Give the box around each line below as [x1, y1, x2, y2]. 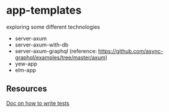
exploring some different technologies [6, 23, 100, 30]
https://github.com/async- [98, 47, 164, 54]
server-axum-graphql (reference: [14, 47, 97, 54]
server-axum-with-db [14, 41, 69, 48]
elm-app [14, 66, 37, 73]
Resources [6, 84, 47, 94]
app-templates [6, 4, 82, 17]
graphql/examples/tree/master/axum [14, 54, 106, 61]
